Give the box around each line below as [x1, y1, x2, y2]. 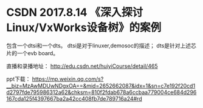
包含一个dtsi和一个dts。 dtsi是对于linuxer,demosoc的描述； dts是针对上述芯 [6, 42, 196, 49]
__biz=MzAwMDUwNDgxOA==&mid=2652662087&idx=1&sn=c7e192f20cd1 [6, 82, 196, 89]
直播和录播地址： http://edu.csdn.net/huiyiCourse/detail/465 [6, 62, 158, 70]
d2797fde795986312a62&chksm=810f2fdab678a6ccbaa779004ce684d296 [6, 89, 197, 96]
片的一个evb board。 [6, 49, 59, 56]
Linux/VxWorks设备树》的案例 [6, 21, 162, 35]
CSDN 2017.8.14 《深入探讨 [6, 5, 143, 19]
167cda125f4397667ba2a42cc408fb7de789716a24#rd [6, 95, 142, 102]
